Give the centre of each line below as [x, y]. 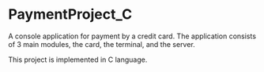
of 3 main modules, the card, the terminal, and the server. [102, 44]
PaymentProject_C [70, 14]
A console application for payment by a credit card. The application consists [132, 36]
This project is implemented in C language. [78, 59]
